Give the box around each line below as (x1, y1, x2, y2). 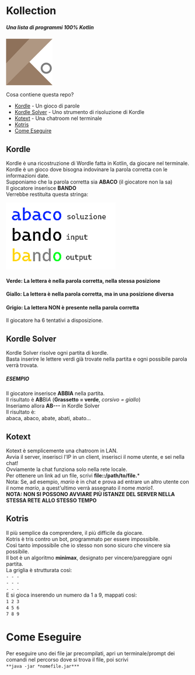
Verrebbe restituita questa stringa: (6, 191, 89, 198)
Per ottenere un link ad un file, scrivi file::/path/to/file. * (6, 472, 140, 479)
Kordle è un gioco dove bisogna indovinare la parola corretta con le (6, 165, 168, 173)
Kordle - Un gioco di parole (14, 102, 80, 109)
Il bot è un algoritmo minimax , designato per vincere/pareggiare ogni (6, 554, 172, 561)
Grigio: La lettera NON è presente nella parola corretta (6, 304, 140, 311)
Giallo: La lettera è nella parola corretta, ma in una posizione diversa (6, 290, 174, 297)
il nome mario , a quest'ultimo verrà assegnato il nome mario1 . (6, 484, 154, 491)
